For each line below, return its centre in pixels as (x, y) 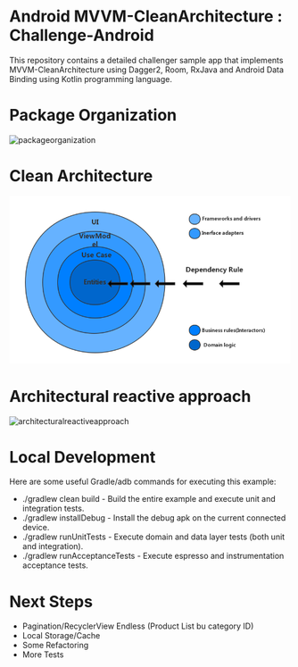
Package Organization (93, 116)
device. (36, 528)
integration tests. (53, 509)
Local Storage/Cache (61, 636)
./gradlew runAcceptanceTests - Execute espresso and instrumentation (153, 556)
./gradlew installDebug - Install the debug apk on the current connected (154, 518)
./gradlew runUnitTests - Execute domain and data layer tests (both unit (153, 537)
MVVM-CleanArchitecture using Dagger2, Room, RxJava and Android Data (146, 70)
